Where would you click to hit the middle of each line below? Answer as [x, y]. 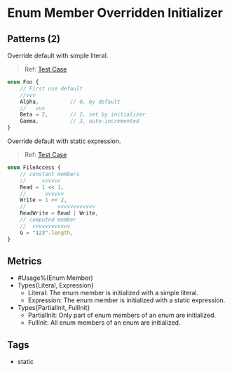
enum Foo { [23, 82]
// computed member [48, 220]
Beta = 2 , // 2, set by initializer [83, 115]
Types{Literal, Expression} [55, 285]
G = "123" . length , [47, 233]
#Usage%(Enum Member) [55, 278]
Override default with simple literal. [58, 55]
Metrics [25, 261]
